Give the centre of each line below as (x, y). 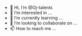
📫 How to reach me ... (33, 28)
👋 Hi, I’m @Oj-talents (31, 8)
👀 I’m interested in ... (31, 13)
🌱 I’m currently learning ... (36, 18)
